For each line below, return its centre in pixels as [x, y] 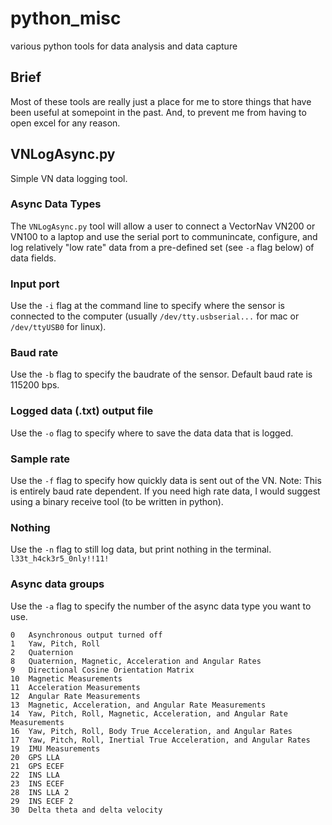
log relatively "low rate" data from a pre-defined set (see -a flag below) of [162, 247]
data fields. [33, 258]
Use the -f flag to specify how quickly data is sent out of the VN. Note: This [166, 481]
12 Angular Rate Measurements [75, 696]
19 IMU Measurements [55, 748]
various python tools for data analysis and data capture [124, 46]
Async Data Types [56, 204]
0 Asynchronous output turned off [86, 635]
